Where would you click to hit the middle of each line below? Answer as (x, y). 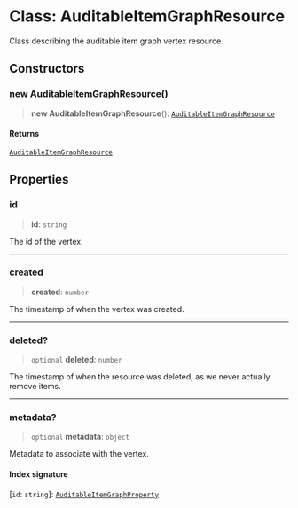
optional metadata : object (80, 437)
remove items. (35, 387)
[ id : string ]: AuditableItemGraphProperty (84, 494)
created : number (60, 292)
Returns (24, 134)
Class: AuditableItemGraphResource (147, 16)
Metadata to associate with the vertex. (79, 454)
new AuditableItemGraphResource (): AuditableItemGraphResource (153, 113)
